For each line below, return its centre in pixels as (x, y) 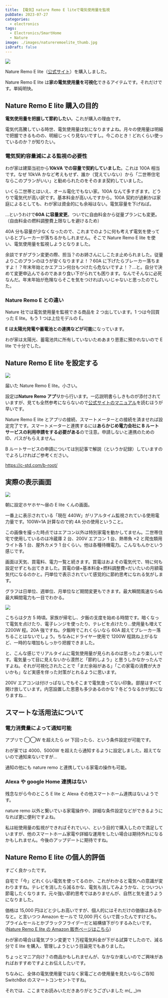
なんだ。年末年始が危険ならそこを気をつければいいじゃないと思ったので (80, 279)
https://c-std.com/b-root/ (31, 465)
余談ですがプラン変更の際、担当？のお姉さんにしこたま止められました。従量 (84, 254)
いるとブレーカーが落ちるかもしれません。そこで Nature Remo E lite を (78, 237)
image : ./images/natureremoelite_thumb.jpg (51, 43)
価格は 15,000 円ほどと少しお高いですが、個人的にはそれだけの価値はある (81, 910)
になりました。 (21, 900)
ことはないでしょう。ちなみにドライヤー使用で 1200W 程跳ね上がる (83, 636)
